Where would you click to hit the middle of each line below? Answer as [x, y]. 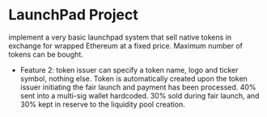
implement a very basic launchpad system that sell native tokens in [120, 37]
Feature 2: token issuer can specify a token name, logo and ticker [129, 69]
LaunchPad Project [74, 15]
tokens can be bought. [46, 54]
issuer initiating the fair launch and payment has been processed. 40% [138, 87]
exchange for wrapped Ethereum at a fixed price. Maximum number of [126, 45]
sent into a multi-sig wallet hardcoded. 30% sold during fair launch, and [140, 95]
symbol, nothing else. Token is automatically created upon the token [134, 78]
